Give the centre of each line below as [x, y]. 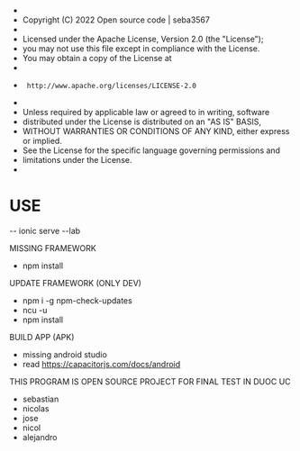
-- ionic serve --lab [45, 230]
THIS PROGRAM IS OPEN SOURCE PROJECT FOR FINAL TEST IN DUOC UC [150, 381]
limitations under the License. [77, 160]
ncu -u [35, 310]
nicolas [36, 408]
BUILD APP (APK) [42, 337]
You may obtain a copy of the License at [97, 58]
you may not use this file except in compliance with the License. [141, 49]
